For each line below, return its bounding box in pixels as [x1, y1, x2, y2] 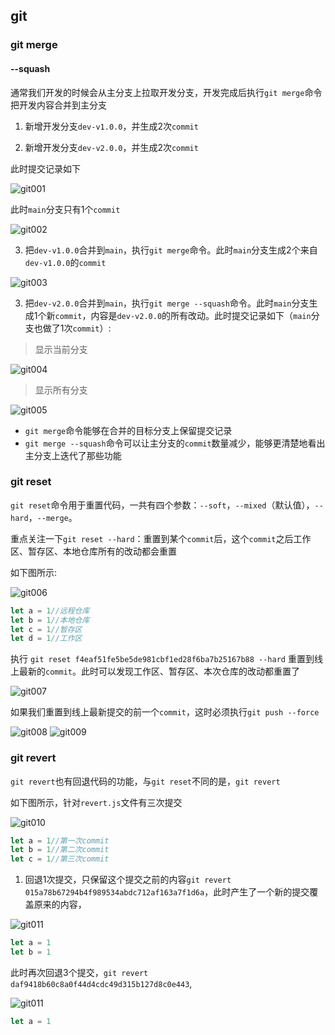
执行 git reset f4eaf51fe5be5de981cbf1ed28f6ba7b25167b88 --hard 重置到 [10, 653, 315, 665]
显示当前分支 [34, 343, 88, 355]
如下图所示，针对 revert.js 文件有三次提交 [10, 796, 183, 808]
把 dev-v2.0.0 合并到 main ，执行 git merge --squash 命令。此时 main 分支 [24, 297, 310, 309]
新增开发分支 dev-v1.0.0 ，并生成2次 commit [24, 120, 199, 132]
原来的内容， [33, 899, 87, 911]
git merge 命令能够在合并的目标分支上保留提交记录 [24, 424, 233, 436]
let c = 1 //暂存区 [10, 624, 83, 634]
